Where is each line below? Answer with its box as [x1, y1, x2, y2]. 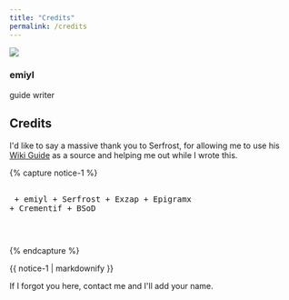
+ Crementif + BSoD [9, 203, 96, 214]
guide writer [9, 89, 55, 100]
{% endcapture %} [9, 245, 80, 255]
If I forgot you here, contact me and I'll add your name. [9, 280, 214, 291]
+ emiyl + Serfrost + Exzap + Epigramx [14, 194, 193, 205]
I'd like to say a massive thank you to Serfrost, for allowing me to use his [9, 140, 280, 151]
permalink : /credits [9, 22, 88, 31]
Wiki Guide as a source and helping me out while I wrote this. [9, 149, 238, 160]
